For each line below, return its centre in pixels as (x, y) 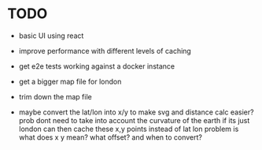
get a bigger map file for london (70, 81)
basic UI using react (51, 36)
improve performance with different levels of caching (105, 51)
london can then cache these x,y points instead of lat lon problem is (129, 129)
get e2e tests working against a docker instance (96, 66)
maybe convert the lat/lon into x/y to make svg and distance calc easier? (136, 112)
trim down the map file (55, 96)
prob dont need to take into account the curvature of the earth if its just (134, 120)
